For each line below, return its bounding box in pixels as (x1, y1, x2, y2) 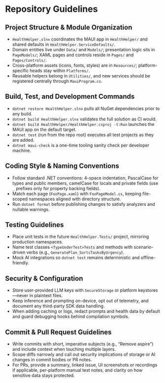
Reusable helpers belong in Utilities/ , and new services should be (12, 73, 150, 78)
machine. (12, 147, 32, 153)
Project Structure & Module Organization (5, 23, 132, 32)
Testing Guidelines (5, 221, 64, 229)
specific (12, 68, 29, 74)
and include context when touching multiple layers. (12, 346, 116, 352)
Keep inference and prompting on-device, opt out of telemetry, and (12, 298, 149, 304)
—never (12, 293, 29, 299)
